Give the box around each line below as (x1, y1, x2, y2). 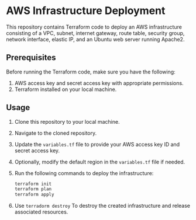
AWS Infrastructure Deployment (6, 4, 166, 18)
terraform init (14, 181, 52, 187)
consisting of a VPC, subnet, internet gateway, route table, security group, (6, 29, 185, 36)
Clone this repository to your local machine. (14, 118, 120, 125)
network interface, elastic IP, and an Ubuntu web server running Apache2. (6, 36, 185, 43)
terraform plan (14, 186, 52, 192)
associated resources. (14, 208, 68, 215)
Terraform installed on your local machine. (14, 86, 117, 93)
